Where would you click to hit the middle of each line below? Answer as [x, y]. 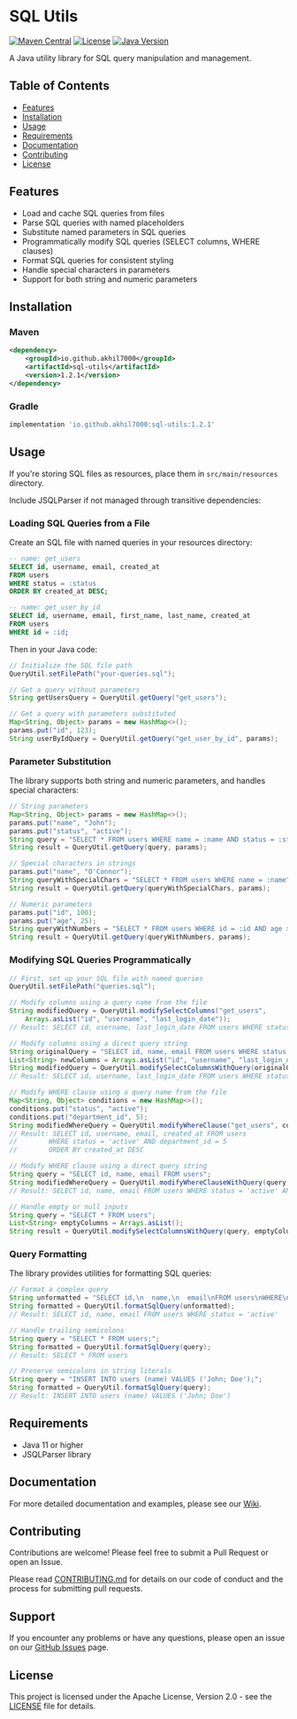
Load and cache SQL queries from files [93, 213]
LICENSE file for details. [53, 1706]
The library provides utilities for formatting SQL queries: [110, 1273]
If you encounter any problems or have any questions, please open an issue [147, 1638]
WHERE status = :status [53, 583]
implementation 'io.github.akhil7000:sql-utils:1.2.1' [112, 424]
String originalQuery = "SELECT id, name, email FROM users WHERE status [148, 1051]
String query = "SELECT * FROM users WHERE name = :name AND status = [142, 840]
